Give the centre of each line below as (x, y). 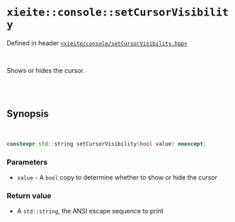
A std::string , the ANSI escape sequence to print (90, 211)
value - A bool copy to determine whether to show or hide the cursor (117, 177)
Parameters (27, 162)
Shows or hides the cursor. (46, 70)
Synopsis (28, 114)
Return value (29, 195)
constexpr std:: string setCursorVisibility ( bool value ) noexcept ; (107, 144)
